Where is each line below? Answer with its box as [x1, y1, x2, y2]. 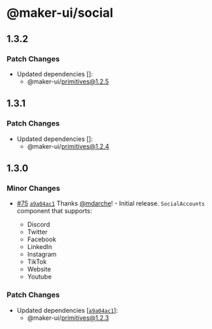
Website [27, 265, 51, 274]
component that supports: [16, 207, 93, 215]
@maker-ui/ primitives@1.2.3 [27, 314, 110, 322]
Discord [27, 220, 51, 229]
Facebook [27, 235, 57, 243]
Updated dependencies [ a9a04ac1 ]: [16, 306, 119, 314]
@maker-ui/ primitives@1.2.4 [27, 142, 110, 150]
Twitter [27, 228, 48, 236]
